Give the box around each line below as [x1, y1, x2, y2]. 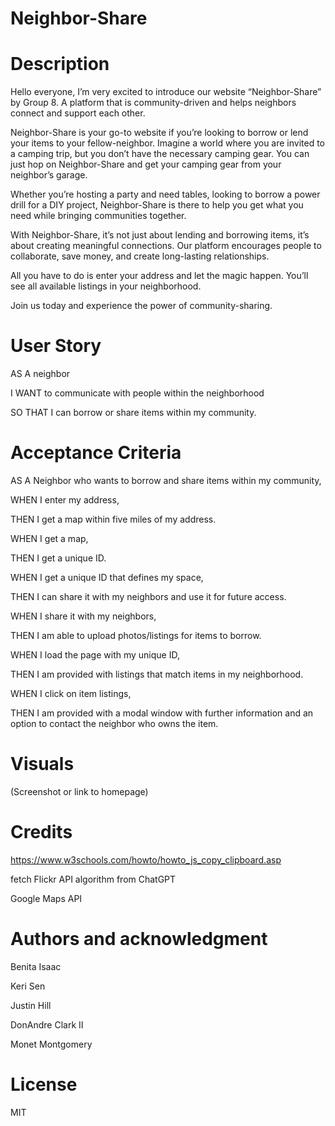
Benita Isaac [10, 960, 62, 972]
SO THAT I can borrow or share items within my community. [10, 407, 257, 419]
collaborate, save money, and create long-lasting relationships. [10, 250, 270, 262]
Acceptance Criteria [10, 442, 182, 464]
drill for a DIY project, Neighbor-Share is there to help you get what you [10, 199, 304, 211]
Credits [10, 821, 73, 844]
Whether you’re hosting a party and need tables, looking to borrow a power [10, 188, 321, 201]
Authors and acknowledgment [10, 928, 268, 951]
